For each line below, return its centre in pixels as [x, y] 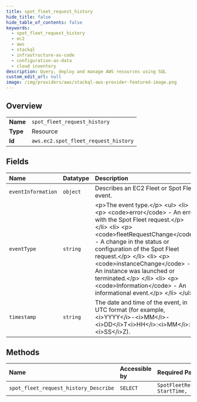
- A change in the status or [132, 241]
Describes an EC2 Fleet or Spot [138, 188]
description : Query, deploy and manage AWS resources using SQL [86, 71]
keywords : [18, 28]
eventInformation [33, 192]
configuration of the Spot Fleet [137, 248]
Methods [23, 352]
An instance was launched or [135, 271]
